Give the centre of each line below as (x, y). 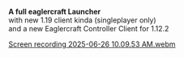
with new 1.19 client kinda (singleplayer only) (82, 20)
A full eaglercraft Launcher (55, 12)
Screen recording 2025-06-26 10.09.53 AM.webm (92, 44)
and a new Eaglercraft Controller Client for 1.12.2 (89, 28)
